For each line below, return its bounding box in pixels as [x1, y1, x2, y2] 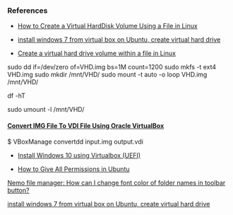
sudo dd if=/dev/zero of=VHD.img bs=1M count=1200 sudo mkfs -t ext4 [7, 63, 217, 71]
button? [7, 186, 30, 194]
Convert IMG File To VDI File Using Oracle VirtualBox [7, 121, 165, 129]
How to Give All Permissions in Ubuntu [17, 165, 130, 173]
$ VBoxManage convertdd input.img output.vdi [7, 137, 143, 146]
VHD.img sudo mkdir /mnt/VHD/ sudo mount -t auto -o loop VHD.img [7, 70, 208, 79]
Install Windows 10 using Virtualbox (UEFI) [17, 151, 141, 159]
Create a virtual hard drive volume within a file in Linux [17, 49, 177, 58]
